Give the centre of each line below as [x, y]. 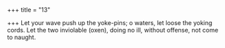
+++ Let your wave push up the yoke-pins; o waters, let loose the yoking [110, 23]
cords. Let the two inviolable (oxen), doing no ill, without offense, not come [113, 30]
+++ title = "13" [29, 10]
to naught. [22, 37]
